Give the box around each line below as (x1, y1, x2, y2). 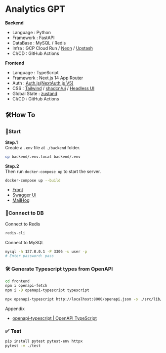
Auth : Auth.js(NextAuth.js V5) (12, 80, 74, 86)
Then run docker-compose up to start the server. (5, 168, 101, 174)
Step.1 (5, 139, 18, 145)
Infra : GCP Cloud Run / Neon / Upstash (12, 45, 93, 51)
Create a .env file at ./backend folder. (5, 144, 81, 150)
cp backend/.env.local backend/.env (5, 154, 81, 159)
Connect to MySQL (5, 239, 44, 245)
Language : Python (12, 29, 51, 35)
